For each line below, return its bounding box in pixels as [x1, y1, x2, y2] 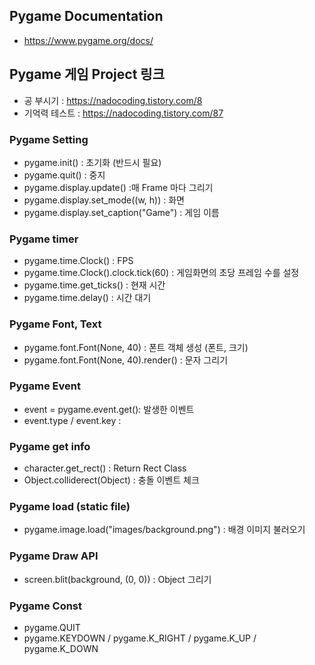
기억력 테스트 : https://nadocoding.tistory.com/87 [23, 107, 224, 119]
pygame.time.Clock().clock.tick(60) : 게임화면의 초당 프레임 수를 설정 [23, 267, 300, 279]
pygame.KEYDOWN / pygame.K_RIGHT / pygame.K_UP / [23, 632, 257, 644]
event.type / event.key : [23, 414, 122, 426]
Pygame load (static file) [9, 500, 131, 514]
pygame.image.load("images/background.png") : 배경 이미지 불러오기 [23, 524, 306, 536]
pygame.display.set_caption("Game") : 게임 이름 [23, 206, 220, 218]
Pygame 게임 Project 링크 [9, 66, 165, 83]
